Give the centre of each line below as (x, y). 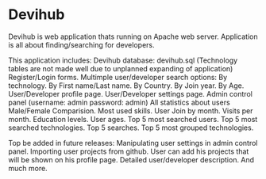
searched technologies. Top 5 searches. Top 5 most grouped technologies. (131, 128)
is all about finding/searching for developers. (81, 44)
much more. (28, 168)
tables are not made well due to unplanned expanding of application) (121, 68)
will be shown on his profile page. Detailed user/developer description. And (131, 159)
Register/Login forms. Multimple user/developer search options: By (118, 77)
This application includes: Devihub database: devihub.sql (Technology (123, 60)
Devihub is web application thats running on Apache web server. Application (133, 36)
